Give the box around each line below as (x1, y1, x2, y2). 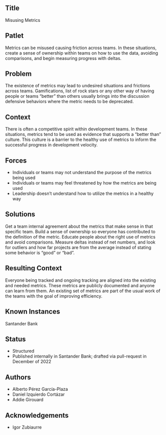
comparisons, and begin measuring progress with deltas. (5, 55, 122, 61)
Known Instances (5, 308, 60, 316)
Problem (5, 69, 32, 78)
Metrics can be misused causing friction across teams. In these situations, (5, 45, 157, 51)
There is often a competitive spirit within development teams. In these (5, 126, 148, 132)
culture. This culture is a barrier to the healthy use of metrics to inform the (5, 136, 157, 143)
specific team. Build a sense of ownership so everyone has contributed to (5, 228, 156, 235)
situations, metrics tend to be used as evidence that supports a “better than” (5, 131, 161, 137)
